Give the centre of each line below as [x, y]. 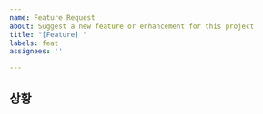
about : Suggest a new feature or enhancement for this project [132, 26]
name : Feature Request [52, 18]
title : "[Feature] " [49, 34]
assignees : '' [36, 52]
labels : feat [34, 43]
